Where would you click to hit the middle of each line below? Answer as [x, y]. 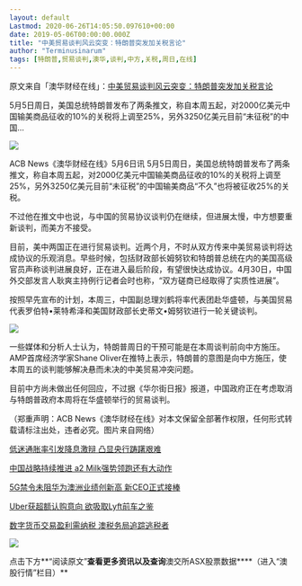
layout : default [40, 18]
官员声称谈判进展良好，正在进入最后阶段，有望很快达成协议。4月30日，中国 [151, 269]
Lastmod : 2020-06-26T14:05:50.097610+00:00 [92, 26]
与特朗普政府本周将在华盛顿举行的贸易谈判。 [92, 400]
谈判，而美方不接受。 [56, 227]
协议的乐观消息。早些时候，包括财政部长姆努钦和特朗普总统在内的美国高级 [155, 258]
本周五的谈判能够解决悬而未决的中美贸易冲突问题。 [104, 369]
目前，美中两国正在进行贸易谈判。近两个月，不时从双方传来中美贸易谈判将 [147, 247]
